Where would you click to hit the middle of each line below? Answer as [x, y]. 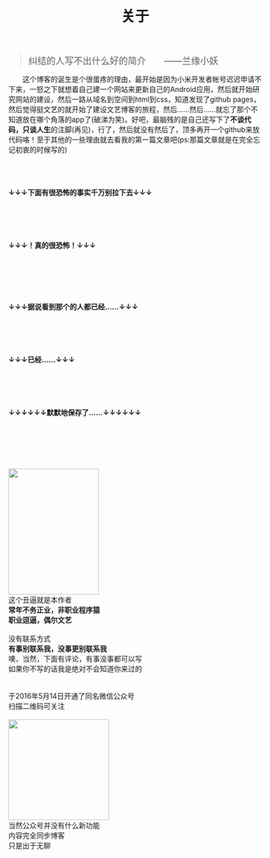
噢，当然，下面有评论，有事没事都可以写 [75, 659]
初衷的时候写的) [41, 150]
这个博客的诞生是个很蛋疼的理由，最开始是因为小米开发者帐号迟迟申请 [138, 79]
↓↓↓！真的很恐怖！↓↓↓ [52, 246]
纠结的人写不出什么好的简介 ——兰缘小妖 [123, 61]
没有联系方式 [29, 639]
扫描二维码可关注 [37, 707]
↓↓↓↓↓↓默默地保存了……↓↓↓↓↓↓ [75, 412]
